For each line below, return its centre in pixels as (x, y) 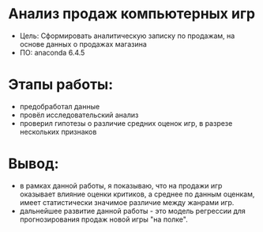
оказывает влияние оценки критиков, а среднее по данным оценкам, (137, 194)
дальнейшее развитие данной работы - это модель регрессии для (133, 211)
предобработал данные (60, 106)
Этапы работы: (61, 85)
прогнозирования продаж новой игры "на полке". (103, 219)
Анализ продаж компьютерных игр (131, 14)
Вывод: (34, 164)
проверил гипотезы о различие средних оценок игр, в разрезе (126, 123)
